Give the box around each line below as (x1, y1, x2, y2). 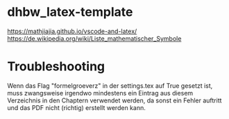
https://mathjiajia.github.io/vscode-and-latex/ (7, 27, 137, 35)
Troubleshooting (7, 59, 105, 75)
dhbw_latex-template (7, 4, 133, 20)
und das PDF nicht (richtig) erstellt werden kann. (7, 103, 146, 111)
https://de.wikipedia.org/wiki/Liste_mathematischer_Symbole (7, 34, 182, 42)
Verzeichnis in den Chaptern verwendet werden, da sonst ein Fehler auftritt (7, 96, 222, 104)
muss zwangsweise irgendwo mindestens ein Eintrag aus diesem (7, 89, 194, 97)
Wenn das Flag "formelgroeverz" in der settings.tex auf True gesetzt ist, (7, 81, 213, 90)
